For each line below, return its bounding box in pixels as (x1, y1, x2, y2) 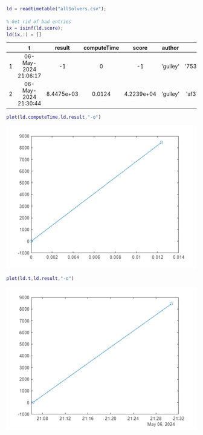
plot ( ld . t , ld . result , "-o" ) (6, 275, 74, 281)
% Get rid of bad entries (6, 18, 71, 25)
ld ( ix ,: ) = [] (6, 32, 42, 38)
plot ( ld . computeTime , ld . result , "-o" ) (6, 114, 101, 120)
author (162, 44, 179, 51)
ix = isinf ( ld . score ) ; (6, 25, 63, 31)
